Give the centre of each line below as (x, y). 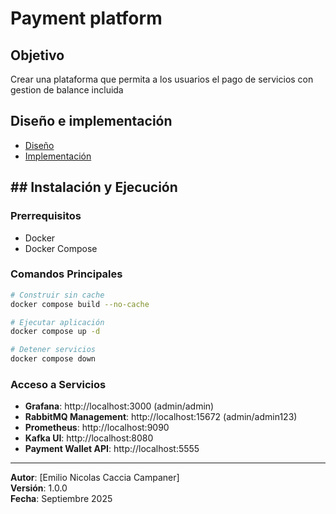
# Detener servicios (53, 350)
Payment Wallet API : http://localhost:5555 (112, 449)
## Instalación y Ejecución (94, 187)
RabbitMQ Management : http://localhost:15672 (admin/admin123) (161, 417)
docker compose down (53, 359)
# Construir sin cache (57, 295)
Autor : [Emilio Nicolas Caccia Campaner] (95, 478)
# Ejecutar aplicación (57, 322)
